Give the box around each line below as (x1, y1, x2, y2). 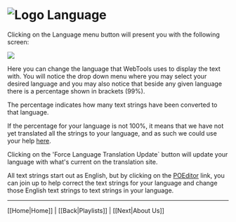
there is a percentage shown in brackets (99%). (7, 86, 145, 95)
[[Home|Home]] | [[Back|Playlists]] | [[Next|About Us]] (7, 206, 165, 214)
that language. (7, 107, 49, 116)
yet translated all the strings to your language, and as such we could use (7, 129, 218, 137)
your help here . (7, 136, 51, 145)
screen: (7, 37, 29, 46)
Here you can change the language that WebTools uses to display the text (7, 64, 221, 73)
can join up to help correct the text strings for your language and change (7, 178, 218, 187)
